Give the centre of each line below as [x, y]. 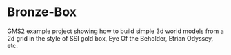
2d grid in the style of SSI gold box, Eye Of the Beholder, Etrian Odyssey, [110, 38]
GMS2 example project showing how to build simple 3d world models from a [115, 31]
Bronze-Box [42, 12]
